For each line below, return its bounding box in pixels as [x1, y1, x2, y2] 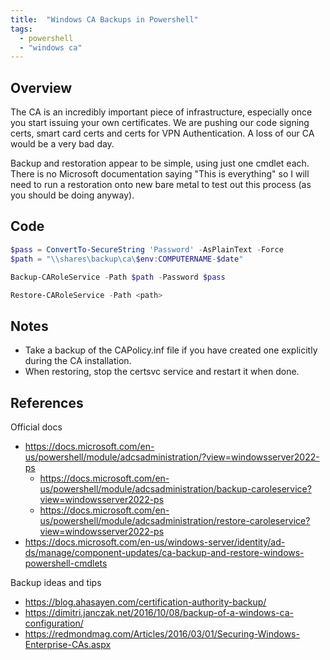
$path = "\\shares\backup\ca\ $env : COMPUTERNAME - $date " [10, 254, 244, 264]
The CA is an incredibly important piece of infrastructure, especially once [10, 106, 313, 118]
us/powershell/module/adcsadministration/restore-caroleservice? [39, 515, 311, 526]
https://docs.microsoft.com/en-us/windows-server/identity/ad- [24, 536, 286, 548]
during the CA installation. [24, 355, 132, 367]
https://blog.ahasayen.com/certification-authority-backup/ [24, 596, 267, 608]
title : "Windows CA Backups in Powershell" [10, 14, 199, 25]
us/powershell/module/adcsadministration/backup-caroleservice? [39, 483, 312, 495]
